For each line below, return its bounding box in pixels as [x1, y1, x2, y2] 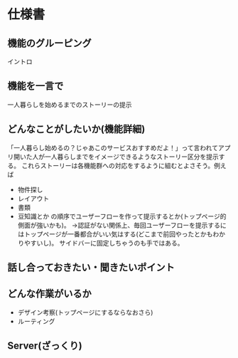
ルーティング [17, 317, 55, 325]
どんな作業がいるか [7, 288, 92, 300]
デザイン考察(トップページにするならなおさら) [17, 307, 153, 317]
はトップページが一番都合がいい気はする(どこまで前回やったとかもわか [17, 229, 226, 238]
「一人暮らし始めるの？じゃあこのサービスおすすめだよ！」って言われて [7, 143, 219, 152]
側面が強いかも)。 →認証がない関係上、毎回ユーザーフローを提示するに [17, 221, 227, 229]
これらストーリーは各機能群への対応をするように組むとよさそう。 [21, 161, 215, 169]
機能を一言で [7, 80, 64, 93]
